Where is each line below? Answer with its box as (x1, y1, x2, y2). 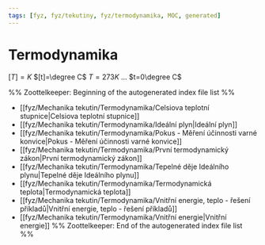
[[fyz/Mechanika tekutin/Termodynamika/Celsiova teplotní (19, 102, 210, 112)
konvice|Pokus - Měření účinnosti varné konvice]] (19, 136, 182, 146)
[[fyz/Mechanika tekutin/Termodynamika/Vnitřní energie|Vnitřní (19, 212, 227, 222)
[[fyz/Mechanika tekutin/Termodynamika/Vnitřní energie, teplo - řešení (19, 195, 251, 205)
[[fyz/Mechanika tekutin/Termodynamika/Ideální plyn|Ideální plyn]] (19, 120, 238, 129)
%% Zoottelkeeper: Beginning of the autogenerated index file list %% (8, 87, 236, 97)
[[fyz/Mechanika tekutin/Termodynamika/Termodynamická (19, 178, 212, 188)
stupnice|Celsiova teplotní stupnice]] (19, 111, 140, 121)
